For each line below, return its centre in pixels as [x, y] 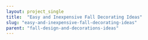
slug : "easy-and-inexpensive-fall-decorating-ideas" [72, 22]
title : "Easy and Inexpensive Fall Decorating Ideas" [74, 17]
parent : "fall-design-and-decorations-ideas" [62, 28]
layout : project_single [35, 11]
